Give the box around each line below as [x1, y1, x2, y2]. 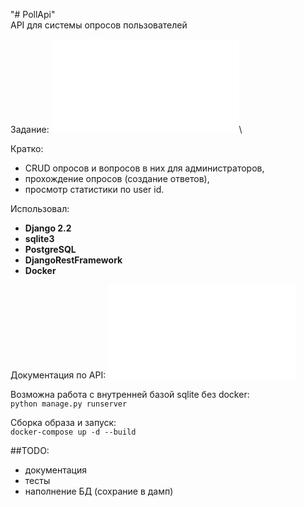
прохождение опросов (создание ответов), [24, 173, 210, 184]
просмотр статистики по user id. [24, 184, 165, 195]
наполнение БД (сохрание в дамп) [24, 485, 174, 497]
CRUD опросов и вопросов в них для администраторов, [24, 162, 265, 174]
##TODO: [10, 445, 50, 456]
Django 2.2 [24, 222, 72, 234]
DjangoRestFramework [24, 254, 123, 266]
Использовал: [10, 203, 70, 214]
